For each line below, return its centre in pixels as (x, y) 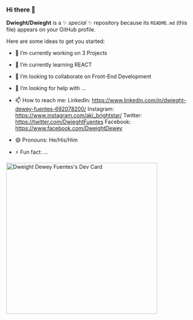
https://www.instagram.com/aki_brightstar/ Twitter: (78, 116)
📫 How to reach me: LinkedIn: (53, 100)
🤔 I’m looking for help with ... (50, 88)
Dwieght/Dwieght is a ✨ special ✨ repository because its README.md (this (97, 23)
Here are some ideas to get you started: (56, 41)
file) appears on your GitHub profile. (51, 30)
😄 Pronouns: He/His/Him (46, 140)
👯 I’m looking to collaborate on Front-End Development (83, 77)
